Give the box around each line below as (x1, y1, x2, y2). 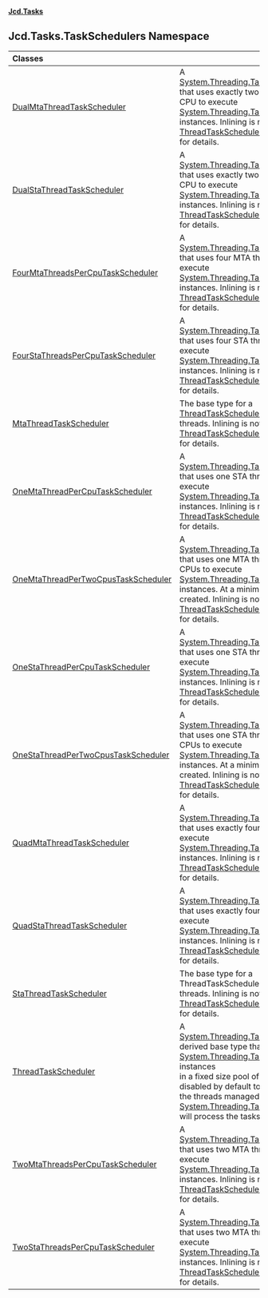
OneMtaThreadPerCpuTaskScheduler (12, 486, 153, 497)
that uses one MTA (179, 554, 250, 565)
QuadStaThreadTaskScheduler (12, 920, 128, 931)
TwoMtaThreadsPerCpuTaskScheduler (12, 1159, 157, 1170)
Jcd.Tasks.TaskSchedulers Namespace (8, 29, 210, 43)
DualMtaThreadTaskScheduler (12, 101, 126, 113)
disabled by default (179, 1081, 251, 1092)
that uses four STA (179, 335, 249, 347)
